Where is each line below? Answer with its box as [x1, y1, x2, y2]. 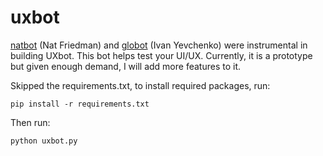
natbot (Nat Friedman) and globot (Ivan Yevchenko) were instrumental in [10, 39, 308, 51]
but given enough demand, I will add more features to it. [10, 60, 241, 72]
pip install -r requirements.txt [10, 99, 150, 109]
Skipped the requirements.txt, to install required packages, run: [10, 79, 271, 91]
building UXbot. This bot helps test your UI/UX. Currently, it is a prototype [10, 49, 313, 61]
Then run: [10, 116, 51, 128]
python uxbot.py [10, 136, 78, 146]
